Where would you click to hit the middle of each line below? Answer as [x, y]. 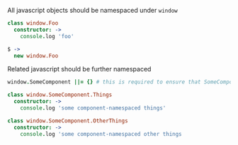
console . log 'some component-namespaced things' [93, 108]
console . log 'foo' [47, 36]
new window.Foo [36, 56]
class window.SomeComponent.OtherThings [68, 121]
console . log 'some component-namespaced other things [101, 134]
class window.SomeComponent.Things [60, 95]
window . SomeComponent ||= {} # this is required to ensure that [104, 82]
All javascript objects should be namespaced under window [93, 10]
